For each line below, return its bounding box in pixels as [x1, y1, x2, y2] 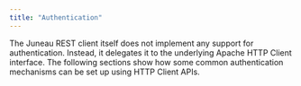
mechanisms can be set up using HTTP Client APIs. [9, 66, 200, 77]
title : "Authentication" [9, 13, 103, 22]
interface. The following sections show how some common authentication [9, 56, 284, 67]
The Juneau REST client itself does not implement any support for [9, 38, 254, 48]
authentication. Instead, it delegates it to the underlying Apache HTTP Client [9, 47, 293, 58]
